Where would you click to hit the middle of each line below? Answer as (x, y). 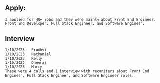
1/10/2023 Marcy (24, 67)
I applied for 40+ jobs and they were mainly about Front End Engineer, (80, 19)
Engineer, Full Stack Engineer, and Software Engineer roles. (70, 75)
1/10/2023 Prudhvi (26, 50)
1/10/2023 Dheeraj (26, 62)
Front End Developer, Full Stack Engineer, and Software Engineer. (75, 23)
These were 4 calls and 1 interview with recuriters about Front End (77, 71)
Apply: (15, 8)
